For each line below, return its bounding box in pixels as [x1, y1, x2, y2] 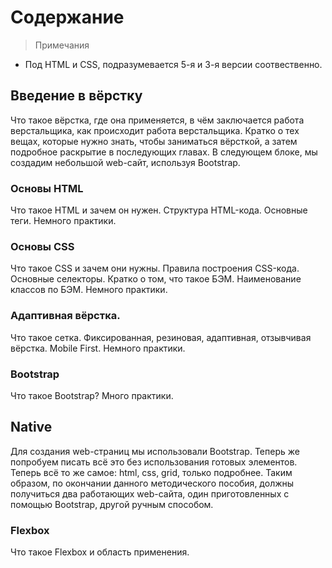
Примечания [34, 39, 90, 51]
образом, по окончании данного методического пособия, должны [10, 477, 295, 489]
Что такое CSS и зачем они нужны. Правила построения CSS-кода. [10, 262, 300, 275]
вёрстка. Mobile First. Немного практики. [10, 342, 186, 354]
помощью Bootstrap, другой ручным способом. [10, 498, 214, 510]
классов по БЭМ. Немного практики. [10, 284, 168, 296]
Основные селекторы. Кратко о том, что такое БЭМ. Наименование [10, 273, 302, 285]
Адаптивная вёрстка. [10, 309, 121, 323]
